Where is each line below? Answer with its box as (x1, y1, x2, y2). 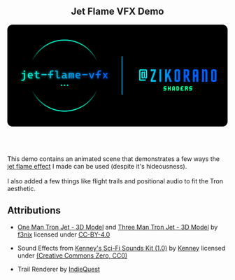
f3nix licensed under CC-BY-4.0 (17, 230, 111, 239)
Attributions (7, 204, 62, 216)
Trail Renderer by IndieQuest (17, 265, 100, 274)
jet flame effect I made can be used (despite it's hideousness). (7, 162, 187, 170)
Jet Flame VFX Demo (71, 6, 164, 17)
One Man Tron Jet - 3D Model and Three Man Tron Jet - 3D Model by (17, 223, 218, 232)
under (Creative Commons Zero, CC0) (17, 251, 128, 260)
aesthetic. (7, 184, 36, 192)
